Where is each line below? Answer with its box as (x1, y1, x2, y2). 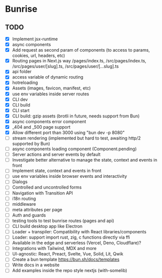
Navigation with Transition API (12, 190, 73, 196)
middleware (12, 201, 36, 207)
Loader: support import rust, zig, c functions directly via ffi (12, 234, 130, 240)
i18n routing (12, 195, 36, 201)
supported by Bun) (12, 141, 50, 147)
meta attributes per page (12, 206, 63, 212)
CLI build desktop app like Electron (12, 223, 83, 229)
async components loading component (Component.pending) (12, 146, 137, 152)
